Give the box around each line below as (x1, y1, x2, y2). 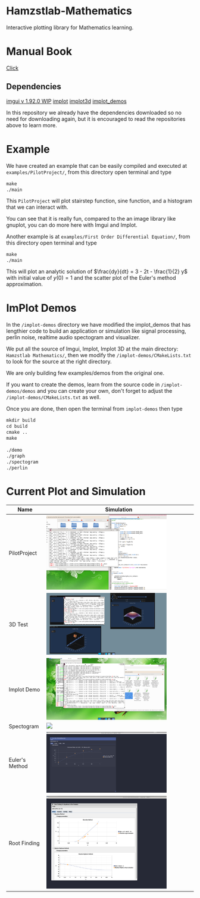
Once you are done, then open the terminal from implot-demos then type (6, 405, 183, 412)
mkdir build (6, 417, 36, 423)
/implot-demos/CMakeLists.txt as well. (6, 393, 101, 400)
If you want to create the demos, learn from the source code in (6, 381, 160, 388)
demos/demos (6, 388, 36, 394)
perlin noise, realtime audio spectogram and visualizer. (6, 333, 140, 340)
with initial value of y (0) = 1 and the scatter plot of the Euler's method (6, 274, 177, 281)
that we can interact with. (6, 204, 68, 211)
